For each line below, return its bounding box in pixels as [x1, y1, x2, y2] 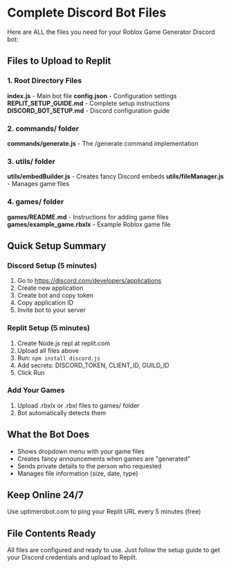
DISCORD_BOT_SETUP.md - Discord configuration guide [7, 106, 170, 115]
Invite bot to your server [17, 306, 86, 314]
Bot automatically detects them [17, 408, 106, 416]
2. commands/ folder [7, 123, 80, 133]
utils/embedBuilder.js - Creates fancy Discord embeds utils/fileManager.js [7, 172, 224, 181]
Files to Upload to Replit [7, 55, 111, 67]
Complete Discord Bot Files [7, 5, 167, 21]
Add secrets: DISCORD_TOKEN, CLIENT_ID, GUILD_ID [17, 361, 169, 369]
